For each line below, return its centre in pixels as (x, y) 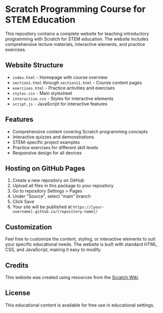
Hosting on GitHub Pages (45, 168)
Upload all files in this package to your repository (63, 186)
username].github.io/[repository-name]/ (55, 212)
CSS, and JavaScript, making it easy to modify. (53, 250)
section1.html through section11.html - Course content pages (77, 82)
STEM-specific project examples (46, 142)
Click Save (23, 202)
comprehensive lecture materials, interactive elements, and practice (75, 44)
